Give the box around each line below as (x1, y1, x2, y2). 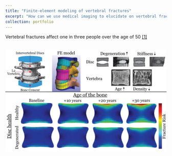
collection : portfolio (5, 19, 54, 24)
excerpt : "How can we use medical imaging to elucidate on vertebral (5, 13, 157, 19)
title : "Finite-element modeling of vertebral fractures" (5, 8, 132, 13)
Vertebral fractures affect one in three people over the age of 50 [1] (5, 34, 147, 40)
